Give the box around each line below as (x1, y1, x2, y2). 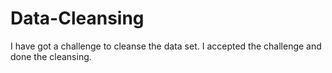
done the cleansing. (10, 50, 92, 62)
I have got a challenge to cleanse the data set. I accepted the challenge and (10, 40, 322, 52)
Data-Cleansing (10, 7, 145, 30)
